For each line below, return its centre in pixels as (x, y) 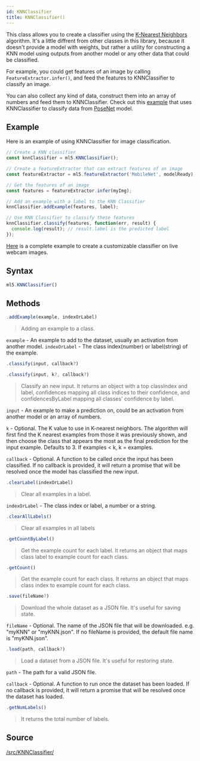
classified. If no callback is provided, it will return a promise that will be (93, 465)
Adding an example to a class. (58, 329)
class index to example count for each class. (76, 585)
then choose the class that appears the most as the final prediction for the (97, 441)
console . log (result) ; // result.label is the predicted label (90, 229)
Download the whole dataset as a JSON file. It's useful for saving (101, 608)
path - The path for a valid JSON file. (51, 673)
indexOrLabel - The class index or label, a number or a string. (81, 505)
